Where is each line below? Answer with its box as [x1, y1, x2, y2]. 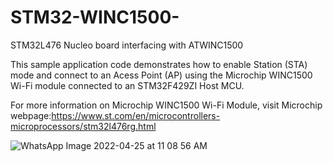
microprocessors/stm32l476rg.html [10, 120, 157, 132]
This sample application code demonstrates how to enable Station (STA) [10, 58, 308, 70]
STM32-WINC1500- [10, 6, 180, 29]
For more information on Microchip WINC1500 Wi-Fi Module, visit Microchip [10, 99, 323, 111]
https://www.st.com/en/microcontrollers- [51, 109, 221, 121]
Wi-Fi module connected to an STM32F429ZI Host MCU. [10, 79, 245, 91]
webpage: [10, 109, 52, 121]
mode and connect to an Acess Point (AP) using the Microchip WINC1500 [10, 69, 313, 81]
